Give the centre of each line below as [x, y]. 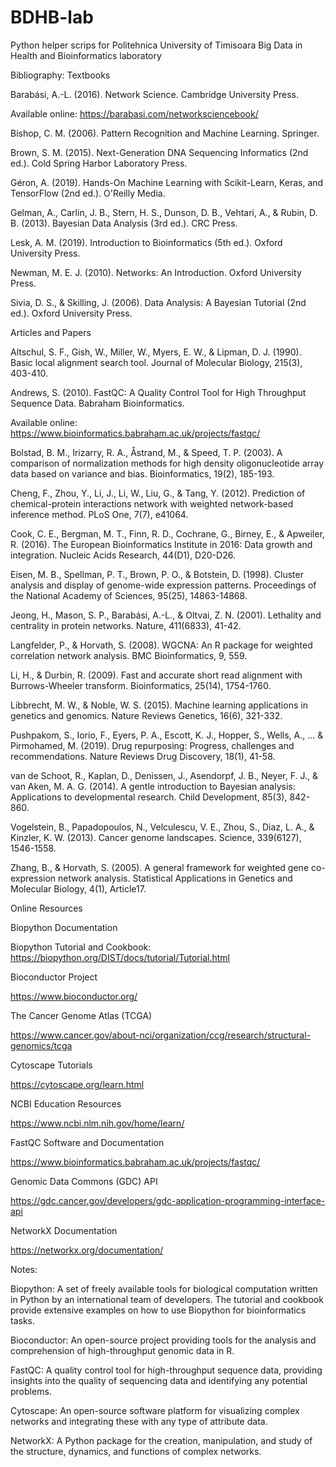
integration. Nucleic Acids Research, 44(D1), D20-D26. [123, 555]
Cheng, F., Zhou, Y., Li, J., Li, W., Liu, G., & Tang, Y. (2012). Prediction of [158, 493]
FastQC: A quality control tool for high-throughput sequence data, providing [166, 1370]
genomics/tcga [41, 1045]
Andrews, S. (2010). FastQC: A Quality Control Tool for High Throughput [158, 392]
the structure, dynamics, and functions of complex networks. [136, 1451]
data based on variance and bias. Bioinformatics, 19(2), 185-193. [142, 473]
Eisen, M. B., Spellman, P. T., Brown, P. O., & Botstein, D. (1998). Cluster [157, 574]
